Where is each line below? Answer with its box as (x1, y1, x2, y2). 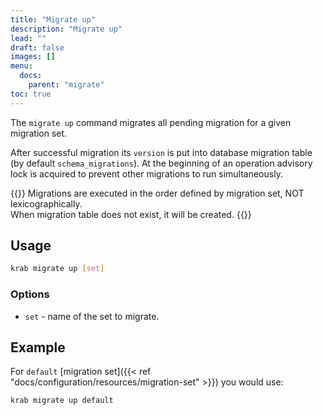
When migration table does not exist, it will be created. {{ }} (10, 208, 252, 220)
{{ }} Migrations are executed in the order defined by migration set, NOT (10, 187, 305, 199)
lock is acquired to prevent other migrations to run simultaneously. (10, 167, 283, 180)
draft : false (10, 42, 65, 53)
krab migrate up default (10, 396, 114, 406)
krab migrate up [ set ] (10, 264, 105, 274)
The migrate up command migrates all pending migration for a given (10, 116, 292, 128)
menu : (10, 61, 33, 71)
